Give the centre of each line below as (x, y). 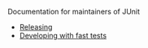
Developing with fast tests (63, 36)
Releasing (36, 27)
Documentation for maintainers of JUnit (74, 12)
